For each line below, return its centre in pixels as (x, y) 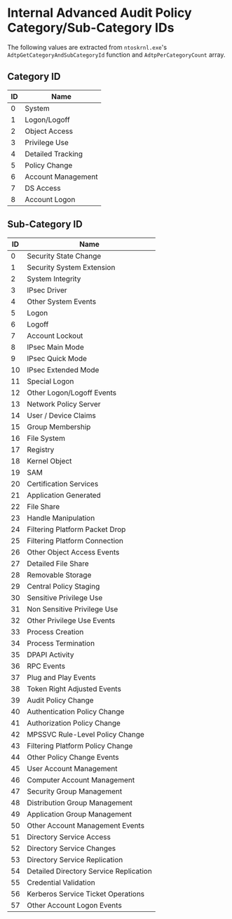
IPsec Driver (47, 290)
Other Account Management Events (86, 825)
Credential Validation (61, 883)
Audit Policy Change (60, 700)
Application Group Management (79, 814)
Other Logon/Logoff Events (72, 393)
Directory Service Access (69, 837)
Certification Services (63, 484)
